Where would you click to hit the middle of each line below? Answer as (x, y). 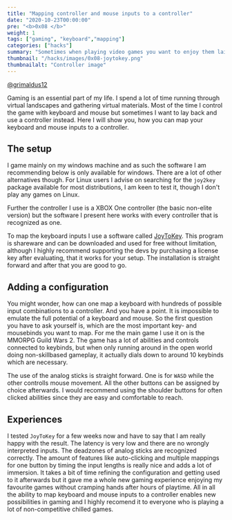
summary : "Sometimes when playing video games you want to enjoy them (111, 52)
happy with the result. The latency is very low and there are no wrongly (108, 443)
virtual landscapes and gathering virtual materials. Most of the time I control (115, 105)
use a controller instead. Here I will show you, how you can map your (105, 120)
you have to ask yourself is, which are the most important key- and (102, 326)
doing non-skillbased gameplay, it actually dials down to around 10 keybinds (116, 355)
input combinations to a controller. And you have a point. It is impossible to (113, 311)
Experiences (35, 419)
